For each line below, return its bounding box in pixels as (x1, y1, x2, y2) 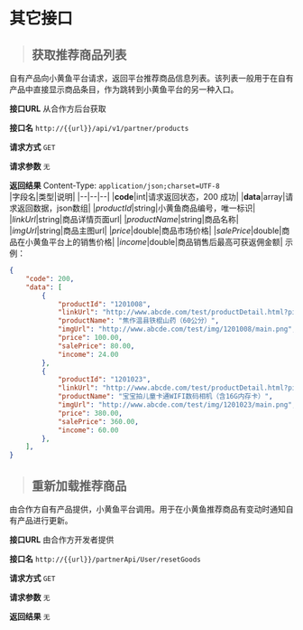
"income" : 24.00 (57, 350, 119, 359)
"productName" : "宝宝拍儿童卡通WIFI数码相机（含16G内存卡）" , (57, 392, 273, 401)
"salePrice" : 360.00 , (57, 417, 140, 426)
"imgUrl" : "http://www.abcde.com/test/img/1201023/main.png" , (57, 400, 297, 409)
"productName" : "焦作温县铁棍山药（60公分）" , (57, 316, 219, 325)
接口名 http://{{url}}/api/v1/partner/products (9, 123, 189, 133)
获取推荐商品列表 (31, 47, 127, 62)
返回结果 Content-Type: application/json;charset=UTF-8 (9, 180, 220, 191)
